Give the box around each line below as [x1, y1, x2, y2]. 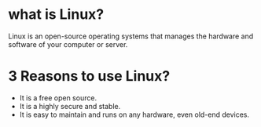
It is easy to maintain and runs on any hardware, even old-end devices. [19, 110, 250, 119]
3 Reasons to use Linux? [8, 67, 171, 85]
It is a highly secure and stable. [19, 101, 121, 111]
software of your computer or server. [8, 39, 128, 49]
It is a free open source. [19, 93, 97, 103]
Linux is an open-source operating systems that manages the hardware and [8, 31, 254, 41]
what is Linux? [8, 5, 105, 24]
